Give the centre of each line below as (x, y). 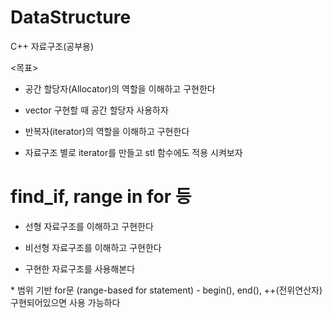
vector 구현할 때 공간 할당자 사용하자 (96, 110)
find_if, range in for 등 (101, 197)
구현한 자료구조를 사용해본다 (80, 268)
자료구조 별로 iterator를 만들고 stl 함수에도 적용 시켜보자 (133, 152)
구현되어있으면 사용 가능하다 (65, 302)
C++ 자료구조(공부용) (52, 46)
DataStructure (71, 17)
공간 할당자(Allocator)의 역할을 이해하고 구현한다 (120, 88)
